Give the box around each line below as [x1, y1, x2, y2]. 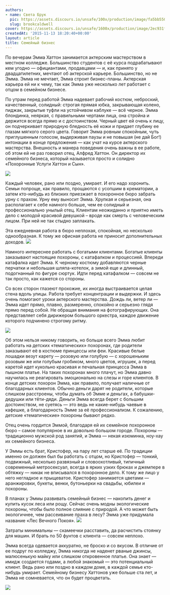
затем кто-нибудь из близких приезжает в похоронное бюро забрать [5, 191, 156, 197]
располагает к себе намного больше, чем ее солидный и [5, 201, 130, 207]
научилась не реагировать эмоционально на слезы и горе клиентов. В [5, 374, 159, 380]
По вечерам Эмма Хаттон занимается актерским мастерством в [5, 54, 146, 60]
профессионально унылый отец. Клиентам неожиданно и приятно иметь [5, 207, 163, 213]
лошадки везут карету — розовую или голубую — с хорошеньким [5, 353, 149, 359]
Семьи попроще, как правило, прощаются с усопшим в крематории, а [5, 185, 158, 191]
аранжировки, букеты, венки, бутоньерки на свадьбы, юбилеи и [5, 480, 145, 486]
